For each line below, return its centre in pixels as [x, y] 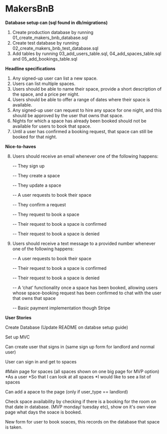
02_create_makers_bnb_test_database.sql [55, 48]
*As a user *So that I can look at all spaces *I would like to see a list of [78, 376]
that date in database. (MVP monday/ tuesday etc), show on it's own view [81, 406]
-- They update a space [37, 185]
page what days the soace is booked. [44, 412]
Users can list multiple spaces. [44, 84]
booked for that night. [35, 137]
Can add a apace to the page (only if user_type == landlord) [67, 391]
